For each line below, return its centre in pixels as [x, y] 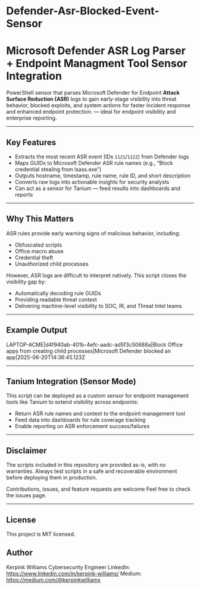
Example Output [37, 330]
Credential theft [34, 257]
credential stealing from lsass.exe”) [58, 169]
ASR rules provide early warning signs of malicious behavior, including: [93, 233]
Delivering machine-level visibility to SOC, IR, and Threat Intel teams [98, 306]
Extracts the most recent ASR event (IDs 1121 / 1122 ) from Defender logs [102, 157]
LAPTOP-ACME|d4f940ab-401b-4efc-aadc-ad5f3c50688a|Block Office [95, 344]
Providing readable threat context [56, 300]
